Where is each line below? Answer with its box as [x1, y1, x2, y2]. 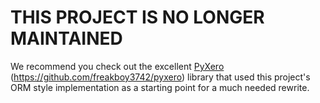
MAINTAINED [10, 27, 123, 50]
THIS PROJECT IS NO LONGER [10, 6, 265, 29]
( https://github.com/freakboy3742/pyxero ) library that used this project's [10, 71, 311, 83]
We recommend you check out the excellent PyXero [10, 60, 225, 72]
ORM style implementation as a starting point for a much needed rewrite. [10, 81, 310, 93]
